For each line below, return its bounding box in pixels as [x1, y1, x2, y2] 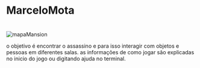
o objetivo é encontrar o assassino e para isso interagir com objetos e [6, 42, 180, 50]
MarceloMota [6, 4, 75, 17]
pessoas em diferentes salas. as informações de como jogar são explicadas [6, 49, 195, 56]
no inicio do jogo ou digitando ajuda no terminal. [6, 55, 127, 63]
